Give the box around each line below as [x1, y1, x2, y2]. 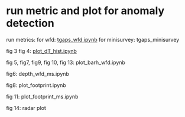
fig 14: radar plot [6, 104, 46, 111]
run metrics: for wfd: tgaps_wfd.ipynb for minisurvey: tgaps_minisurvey [6, 36, 180, 43]
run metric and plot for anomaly [6, 4, 165, 18]
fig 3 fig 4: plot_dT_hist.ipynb [6, 47, 77, 54]
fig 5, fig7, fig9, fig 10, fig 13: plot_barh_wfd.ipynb [6, 59, 126, 66]
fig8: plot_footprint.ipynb [6, 81, 66, 89]
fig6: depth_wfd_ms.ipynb [6, 70, 70, 77]
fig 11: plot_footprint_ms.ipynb [6, 93, 79, 100]
